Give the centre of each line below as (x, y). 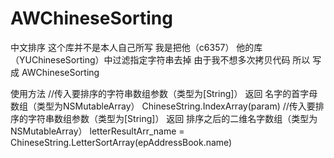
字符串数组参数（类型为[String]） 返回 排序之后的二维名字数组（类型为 (172, 118)
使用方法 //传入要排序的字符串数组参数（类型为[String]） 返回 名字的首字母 (164, 93)
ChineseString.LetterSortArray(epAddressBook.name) (121, 142)
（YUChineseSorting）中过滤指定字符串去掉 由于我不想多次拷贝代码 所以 (160, 59)
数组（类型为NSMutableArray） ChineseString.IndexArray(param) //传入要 (163, 106)
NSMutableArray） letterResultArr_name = (97, 131)
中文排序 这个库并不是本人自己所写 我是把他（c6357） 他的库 (136, 47)
